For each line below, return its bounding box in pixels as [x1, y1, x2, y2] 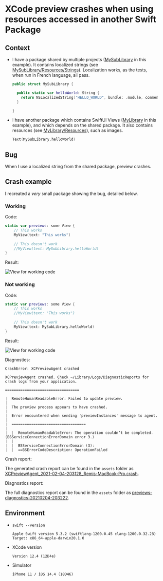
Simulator [12, 562, 32, 568]
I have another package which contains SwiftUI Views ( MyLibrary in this [12, 117, 157, 123]
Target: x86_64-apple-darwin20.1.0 [12, 536, 85, 540]
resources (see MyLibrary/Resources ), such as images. [12, 128, 123, 133]
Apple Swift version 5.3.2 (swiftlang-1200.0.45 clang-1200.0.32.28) [12, 531, 157, 536]
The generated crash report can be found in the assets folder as [5, 465, 134, 471]
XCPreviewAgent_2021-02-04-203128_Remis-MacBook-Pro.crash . [5, 471, 139, 476]
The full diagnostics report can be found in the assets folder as [5, 490, 131, 495]
